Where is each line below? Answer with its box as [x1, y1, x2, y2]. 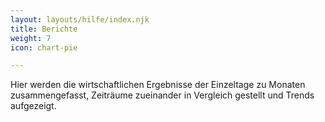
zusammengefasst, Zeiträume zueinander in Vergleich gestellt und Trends [10, 89, 315, 101]
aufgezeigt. [10, 100, 57, 112]
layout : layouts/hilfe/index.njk [10, 14, 150, 25]
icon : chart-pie [10, 42, 78, 53]
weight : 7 [10, 33, 52, 43]
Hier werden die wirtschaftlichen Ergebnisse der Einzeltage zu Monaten [10, 79, 306, 91]
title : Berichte [10, 24, 78, 34]
